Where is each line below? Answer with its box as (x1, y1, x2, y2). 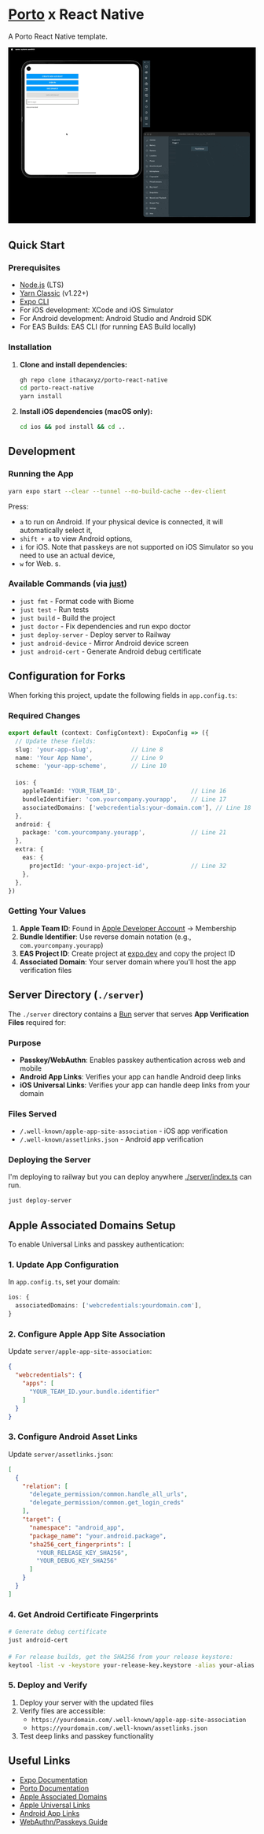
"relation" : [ (22, 1482, 68, 1490)
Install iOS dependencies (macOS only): (19, 407, 153, 416)
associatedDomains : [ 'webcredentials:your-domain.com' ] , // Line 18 (22, 803, 251, 811)
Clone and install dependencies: (19, 360, 128, 369)
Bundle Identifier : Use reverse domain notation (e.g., (19, 932, 192, 941)
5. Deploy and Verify (8, 1679, 88, 1690)
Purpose (8, 1037, 42, 1048)
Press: (8, 501, 29, 511)
